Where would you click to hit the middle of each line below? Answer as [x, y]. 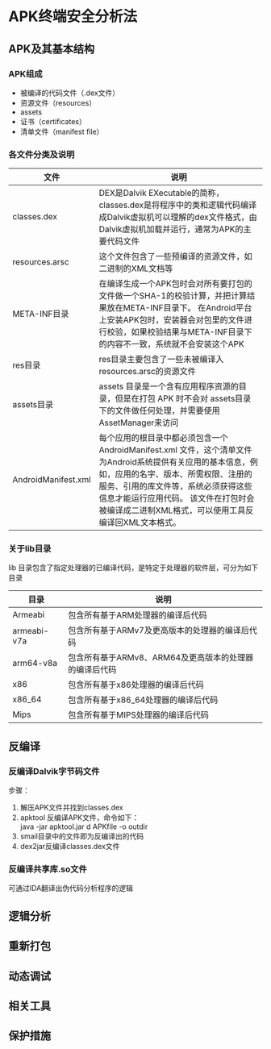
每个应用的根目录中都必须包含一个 [163, 438]
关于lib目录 [30, 549]
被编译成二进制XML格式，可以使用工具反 [176, 510]
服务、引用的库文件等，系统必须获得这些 [175, 486]
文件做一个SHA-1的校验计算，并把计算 [173, 296]
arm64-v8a [35, 664]
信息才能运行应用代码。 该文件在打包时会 [177, 498]
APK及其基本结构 [52, 49]
